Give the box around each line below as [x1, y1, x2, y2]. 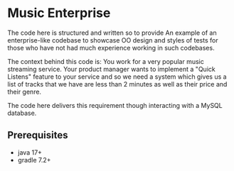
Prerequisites [7, 129, 68, 141]
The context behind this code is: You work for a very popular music [7, 57, 204, 65]
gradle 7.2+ [17, 155, 51, 164]
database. [7, 109, 37, 117]
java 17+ [17, 148, 43, 157]
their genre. [7, 87, 41, 96]
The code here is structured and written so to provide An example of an [7, 28, 217, 37]
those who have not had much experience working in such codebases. [7, 43, 215, 52]
